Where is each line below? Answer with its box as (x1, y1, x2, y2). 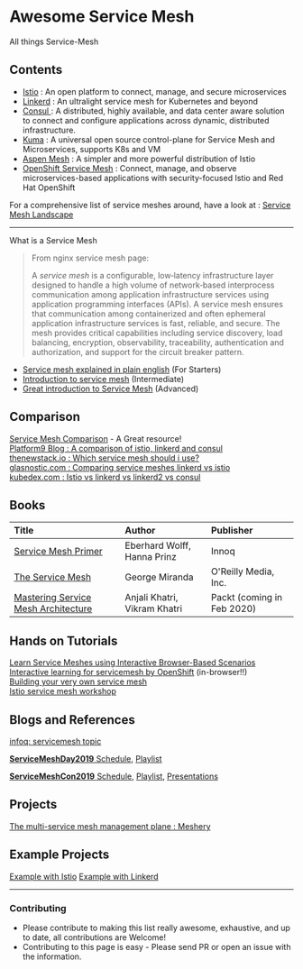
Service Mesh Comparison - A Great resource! (9, 433, 182, 443)
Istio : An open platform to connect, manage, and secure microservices (22, 86, 287, 96)
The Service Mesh (14, 571, 92, 583)
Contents (9, 62, 63, 78)
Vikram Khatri (124, 602, 183, 615)
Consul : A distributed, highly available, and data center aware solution (22, 105, 286, 116)
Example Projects (9, 847, 110, 863)
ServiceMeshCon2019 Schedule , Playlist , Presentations (9, 771, 219, 782)
